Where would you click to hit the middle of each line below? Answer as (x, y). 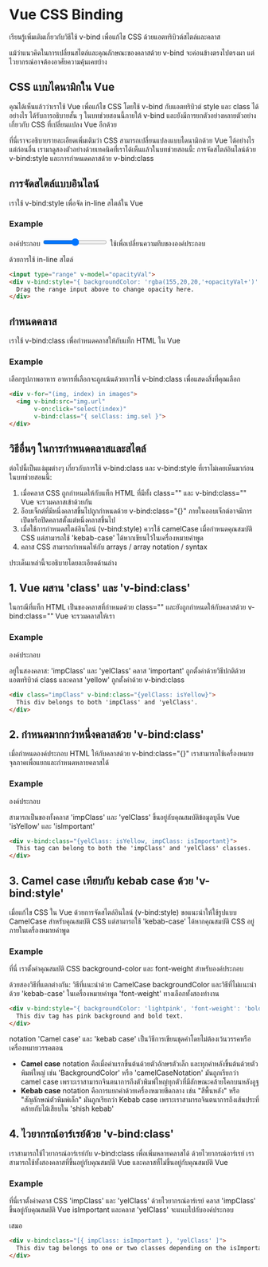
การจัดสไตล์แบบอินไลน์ (54, 184)
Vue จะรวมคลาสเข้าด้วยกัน (56, 502)
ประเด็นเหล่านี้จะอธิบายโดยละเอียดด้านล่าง (63, 563)
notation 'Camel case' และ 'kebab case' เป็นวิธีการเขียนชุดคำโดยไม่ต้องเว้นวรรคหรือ (130, 1038)
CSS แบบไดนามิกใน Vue (62, 87)
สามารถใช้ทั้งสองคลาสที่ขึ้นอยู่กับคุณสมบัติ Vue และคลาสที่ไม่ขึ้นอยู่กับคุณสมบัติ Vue (119, 1162)
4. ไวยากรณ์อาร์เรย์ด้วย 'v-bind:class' (91, 1134)
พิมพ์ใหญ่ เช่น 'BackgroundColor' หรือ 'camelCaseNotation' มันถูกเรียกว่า (130, 1073)
